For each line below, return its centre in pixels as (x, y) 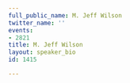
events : (21, 30)
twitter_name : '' (37, 23)
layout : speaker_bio (42, 52)
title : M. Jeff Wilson (46, 45)
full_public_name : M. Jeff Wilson (65, 15)
